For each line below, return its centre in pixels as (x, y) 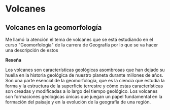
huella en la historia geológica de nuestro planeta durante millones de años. (84, 75)
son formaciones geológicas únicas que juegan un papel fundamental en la (84, 97)
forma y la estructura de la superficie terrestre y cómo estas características (84, 86)
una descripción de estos (32, 50)
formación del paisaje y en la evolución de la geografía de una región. (78, 102)
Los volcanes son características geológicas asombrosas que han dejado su (85, 70)
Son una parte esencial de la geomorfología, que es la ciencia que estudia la (85, 80)
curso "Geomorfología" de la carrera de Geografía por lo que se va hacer (82, 45)
